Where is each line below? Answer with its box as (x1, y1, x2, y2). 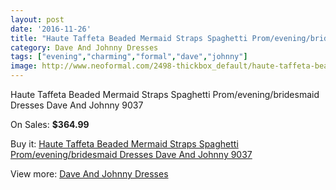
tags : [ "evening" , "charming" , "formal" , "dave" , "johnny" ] (10, 52, 248, 62)
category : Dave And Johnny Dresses (10, 42, 159, 53)
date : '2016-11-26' (10, 24, 92, 34)
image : (10, 61, 38, 71)
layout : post (10, 14, 65, 25)
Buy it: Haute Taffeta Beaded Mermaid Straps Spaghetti (10, 138, 239, 150)
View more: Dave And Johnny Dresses (10, 168, 169, 180)
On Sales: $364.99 (10, 119, 90, 130)
